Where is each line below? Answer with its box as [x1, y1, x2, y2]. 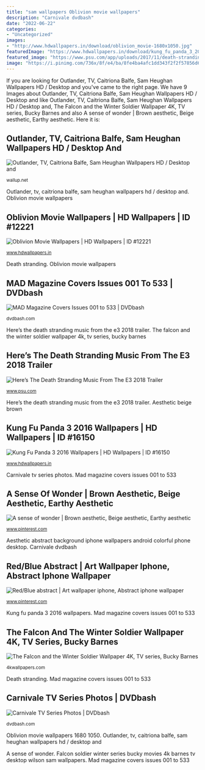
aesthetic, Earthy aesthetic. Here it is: [6, 115, 101, 123]
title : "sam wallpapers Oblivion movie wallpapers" [6, 9, 140, 15]
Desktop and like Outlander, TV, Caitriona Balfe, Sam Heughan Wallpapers [6, 96, 192, 104]
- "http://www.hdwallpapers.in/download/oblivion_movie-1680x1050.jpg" [6, 43, 192, 49]
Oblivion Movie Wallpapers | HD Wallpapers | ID [6, 212, 190, 223]
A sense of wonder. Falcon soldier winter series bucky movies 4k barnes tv [6, 750, 196, 757]
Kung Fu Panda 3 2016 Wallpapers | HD [6, 423, 157, 433]
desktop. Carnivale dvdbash [6, 544, 77, 551]
